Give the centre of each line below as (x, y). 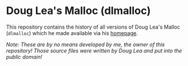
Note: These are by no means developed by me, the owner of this (85, 44)
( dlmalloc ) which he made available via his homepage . (72, 33)
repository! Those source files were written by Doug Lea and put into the (94, 50)
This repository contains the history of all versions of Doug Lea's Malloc (93, 27)
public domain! (24, 57)
